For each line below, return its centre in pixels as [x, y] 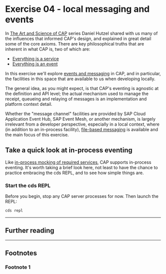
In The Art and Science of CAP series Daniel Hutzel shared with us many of [82, 33]
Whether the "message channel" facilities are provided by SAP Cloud [75, 114]
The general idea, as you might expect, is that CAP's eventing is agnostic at [82, 88]
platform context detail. [29, 104]
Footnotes [21, 253]
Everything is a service [36, 58]
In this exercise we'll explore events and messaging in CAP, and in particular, [83, 73]
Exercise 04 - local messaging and [77, 9]
